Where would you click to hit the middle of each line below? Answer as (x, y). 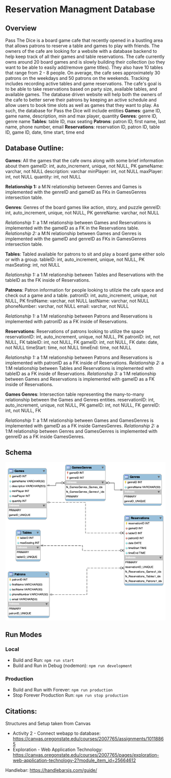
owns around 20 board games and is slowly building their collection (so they (85, 62)
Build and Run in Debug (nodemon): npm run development (72, 666)
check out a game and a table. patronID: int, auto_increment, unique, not (81, 295)
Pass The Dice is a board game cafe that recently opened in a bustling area (84, 40)
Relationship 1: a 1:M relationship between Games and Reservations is (78, 222)
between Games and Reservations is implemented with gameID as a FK (80, 379)
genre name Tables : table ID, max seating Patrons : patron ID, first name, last (85, 121)
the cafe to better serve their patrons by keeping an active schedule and (81, 100)
